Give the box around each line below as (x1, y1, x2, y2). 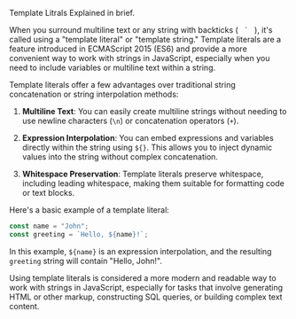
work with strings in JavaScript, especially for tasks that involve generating (9, 282, 284, 292)
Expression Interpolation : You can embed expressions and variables (21, 133, 275, 143)
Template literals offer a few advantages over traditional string (9, 80, 237, 89)
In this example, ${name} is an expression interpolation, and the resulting (9, 245, 272, 256)
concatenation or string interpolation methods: (9, 89, 179, 99)
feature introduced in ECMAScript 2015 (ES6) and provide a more (9, 43, 248, 54)
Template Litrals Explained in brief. (9, 8, 136, 18)
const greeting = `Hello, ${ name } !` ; (9, 230, 149, 238)
